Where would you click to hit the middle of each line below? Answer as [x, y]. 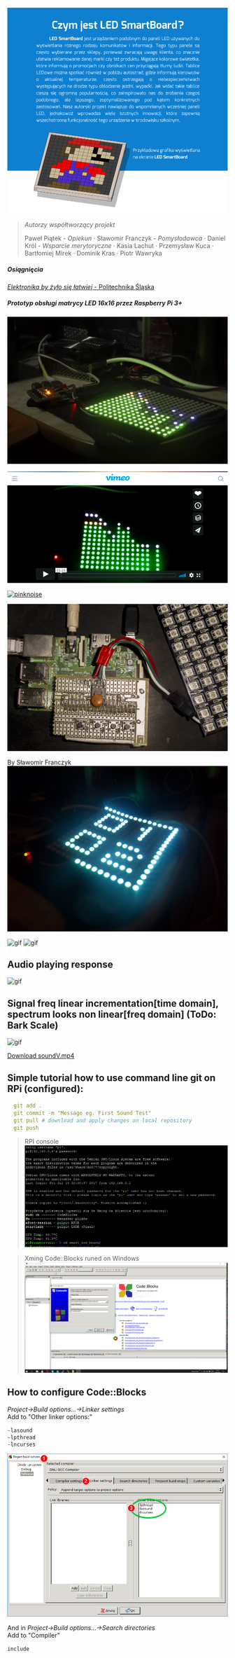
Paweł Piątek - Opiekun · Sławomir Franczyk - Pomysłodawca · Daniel [125, 238]
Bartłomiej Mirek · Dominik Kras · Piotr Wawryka [93, 253]
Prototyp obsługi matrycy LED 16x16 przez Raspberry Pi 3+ [95, 303]
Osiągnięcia [25, 269]
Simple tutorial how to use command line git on [112, 1078]
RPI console [42, 1141]
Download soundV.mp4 [41, 1056]
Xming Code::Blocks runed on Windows [82, 1259]
